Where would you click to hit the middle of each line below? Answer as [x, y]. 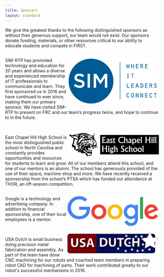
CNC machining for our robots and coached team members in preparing [78, 260]
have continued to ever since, [35, 96]
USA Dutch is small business [34, 239]
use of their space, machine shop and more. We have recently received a [79, 173]
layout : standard [23, 15]
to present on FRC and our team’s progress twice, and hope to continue [86, 112]
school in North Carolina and [34, 148]
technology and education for [35, 65]
